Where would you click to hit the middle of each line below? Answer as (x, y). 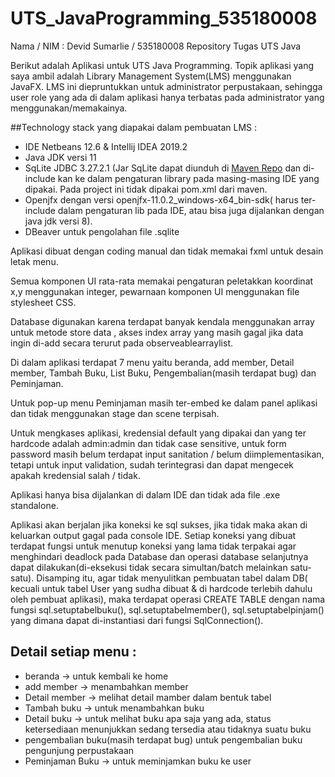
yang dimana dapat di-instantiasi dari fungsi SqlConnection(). (137, 620)
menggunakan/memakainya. (69, 108)
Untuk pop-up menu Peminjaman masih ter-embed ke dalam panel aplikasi (164, 403)
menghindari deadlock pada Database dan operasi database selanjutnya (159, 556)
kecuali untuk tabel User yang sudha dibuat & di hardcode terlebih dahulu (161, 588)
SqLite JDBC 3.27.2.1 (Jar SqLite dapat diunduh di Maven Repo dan (163, 168)
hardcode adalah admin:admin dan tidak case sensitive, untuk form (148, 443)
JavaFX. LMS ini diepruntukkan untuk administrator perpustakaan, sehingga (166, 86)
